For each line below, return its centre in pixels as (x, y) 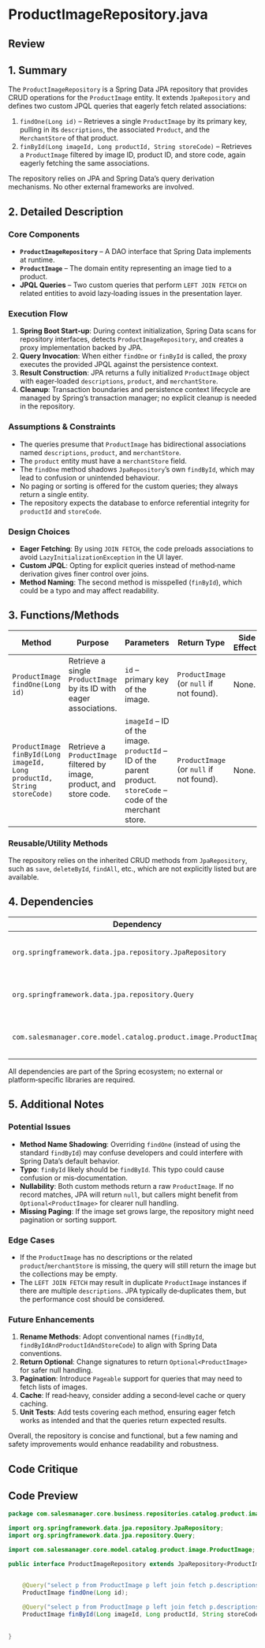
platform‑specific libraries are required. (72, 1079)
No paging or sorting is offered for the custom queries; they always (129, 486)
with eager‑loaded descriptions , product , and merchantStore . (119, 381)
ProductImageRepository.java (108, 15)
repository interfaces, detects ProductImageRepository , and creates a (132, 339)
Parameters (147, 642)
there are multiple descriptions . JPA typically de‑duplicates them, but (133, 1291)
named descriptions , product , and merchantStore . (100, 452)
